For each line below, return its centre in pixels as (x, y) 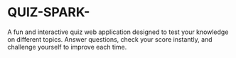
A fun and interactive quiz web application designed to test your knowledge (118, 32)
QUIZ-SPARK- (49, 12)
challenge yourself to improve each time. (67, 47)
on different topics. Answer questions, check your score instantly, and (110, 39)
